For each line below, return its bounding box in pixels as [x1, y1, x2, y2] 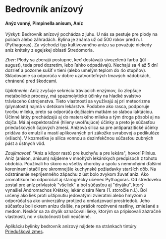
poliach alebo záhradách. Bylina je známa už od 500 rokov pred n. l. [5, 36, 144, 43]
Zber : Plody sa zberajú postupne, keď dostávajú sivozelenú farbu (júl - [5, 57, 150, 63]
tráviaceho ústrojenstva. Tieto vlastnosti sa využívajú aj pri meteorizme [5, 98, 150, 104]
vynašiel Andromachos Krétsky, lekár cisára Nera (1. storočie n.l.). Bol [5, 187, 147, 193]
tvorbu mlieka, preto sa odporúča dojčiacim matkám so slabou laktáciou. [5, 109, 154, 115]
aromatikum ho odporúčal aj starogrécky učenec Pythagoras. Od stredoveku [5, 177, 162, 183]
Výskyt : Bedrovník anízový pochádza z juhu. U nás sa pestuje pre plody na [5, 31, 158, 37]
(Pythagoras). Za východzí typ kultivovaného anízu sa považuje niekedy [5, 42, 152, 48]
